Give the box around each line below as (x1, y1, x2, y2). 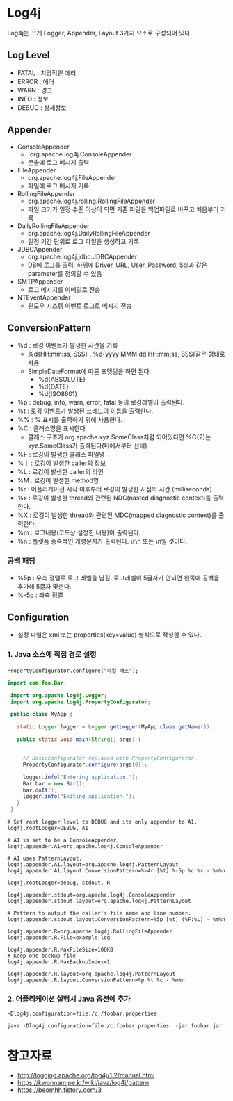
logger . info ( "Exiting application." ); (22, 793, 136, 800)
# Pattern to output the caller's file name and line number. (7, 910, 191, 917)
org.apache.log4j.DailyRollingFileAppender (27, 229, 151, 237)
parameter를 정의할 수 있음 (27, 269, 102, 277)
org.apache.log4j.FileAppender (27, 173, 117, 181)
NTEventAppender (17, 293, 71, 302)
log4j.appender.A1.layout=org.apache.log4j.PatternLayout (7, 861, 179, 868)
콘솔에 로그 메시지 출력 (27, 158, 90, 166)
